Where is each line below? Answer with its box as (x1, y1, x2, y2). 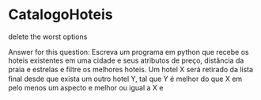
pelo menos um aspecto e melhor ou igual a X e (8, 83, 164, 92)
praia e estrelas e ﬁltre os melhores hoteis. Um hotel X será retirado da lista (8, 64, 254, 74)
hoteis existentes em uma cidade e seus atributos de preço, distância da (8, 56, 244, 65)
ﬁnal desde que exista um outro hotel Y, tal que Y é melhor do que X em (8, 74, 243, 83)
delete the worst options (8, 32, 88, 41)
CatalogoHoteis (8, 6, 113, 24)
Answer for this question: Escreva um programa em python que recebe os (8, 47, 249, 56)
